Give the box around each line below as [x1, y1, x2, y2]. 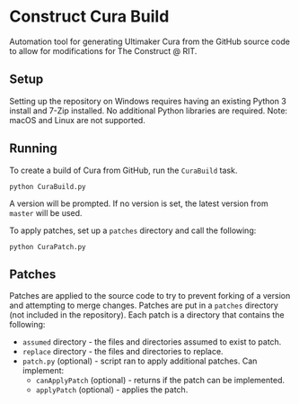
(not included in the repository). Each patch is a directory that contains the [9, 310, 285, 320]
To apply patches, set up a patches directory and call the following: [9, 225, 257, 236]
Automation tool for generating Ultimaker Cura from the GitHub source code [9, 36, 290, 47]
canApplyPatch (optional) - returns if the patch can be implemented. [35, 375, 286, 386]
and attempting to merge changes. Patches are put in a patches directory [9, 300, 278, 311]
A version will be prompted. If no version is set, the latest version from [9, 198, 268, 209]
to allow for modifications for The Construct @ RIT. [9, 45, 198, 56]
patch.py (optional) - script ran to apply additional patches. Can [22, 355, 258, 366]
